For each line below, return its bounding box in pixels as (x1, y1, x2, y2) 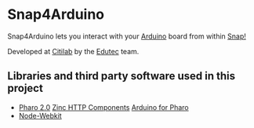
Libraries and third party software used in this (7, 69, 236, 83)
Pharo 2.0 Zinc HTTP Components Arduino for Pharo (18, 102, 189, 112)
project (7, 82, 44, 95)
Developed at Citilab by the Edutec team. (7, 46, 140, 56)
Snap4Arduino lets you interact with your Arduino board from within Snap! (7, 31, 246, 41)
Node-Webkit (18, 111, 62, 120)
